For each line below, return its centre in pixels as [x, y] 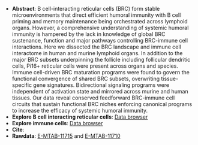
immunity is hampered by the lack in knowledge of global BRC [88, 34]
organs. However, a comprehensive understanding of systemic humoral [100, 28]
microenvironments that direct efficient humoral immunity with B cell [96, 15]
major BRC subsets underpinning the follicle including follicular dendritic [101, 60]
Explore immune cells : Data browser [57, 123]
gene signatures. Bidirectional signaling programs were [101, 85]
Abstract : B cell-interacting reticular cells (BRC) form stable [86, 9]
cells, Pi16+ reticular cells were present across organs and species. [95, 66]
